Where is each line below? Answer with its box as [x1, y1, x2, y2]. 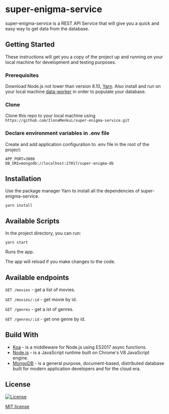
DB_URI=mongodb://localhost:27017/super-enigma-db [5, 161, 114, 166]
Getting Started [5, 40, 55, 49]
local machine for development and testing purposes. [5, 59, 117, 65]
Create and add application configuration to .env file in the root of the [5, 141, 150, 147]
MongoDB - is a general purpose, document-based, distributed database [12, 360, 164, 366]
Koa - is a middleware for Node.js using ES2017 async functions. [12, 344, 147, 350]
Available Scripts [5, 216, 60, 225]
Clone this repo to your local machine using [5, 113, 96, 119]
